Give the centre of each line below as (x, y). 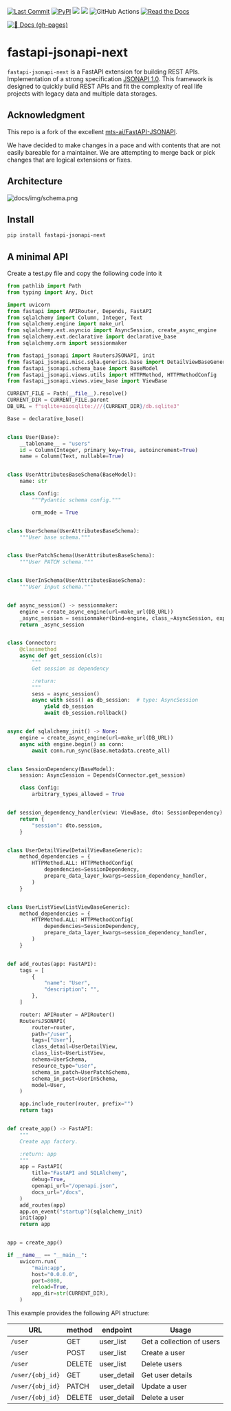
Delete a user (163, 1398)
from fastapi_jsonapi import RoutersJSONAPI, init (81, 355)
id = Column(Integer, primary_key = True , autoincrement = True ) (109, 450)
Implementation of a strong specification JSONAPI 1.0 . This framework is (110, 78)
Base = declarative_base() (46, 419)
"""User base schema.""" (55, 537)
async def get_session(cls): (61, 656)
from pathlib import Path (44, 286)
